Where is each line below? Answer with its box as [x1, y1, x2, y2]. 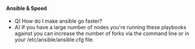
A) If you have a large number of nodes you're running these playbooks [14, 24, 187, 31]
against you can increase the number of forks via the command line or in [14, 30, 190, 37]
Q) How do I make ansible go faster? [14, 17, 102, 24]
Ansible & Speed [6, 5, 47, 12]
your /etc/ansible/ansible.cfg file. [14, 36, 95, 43]
